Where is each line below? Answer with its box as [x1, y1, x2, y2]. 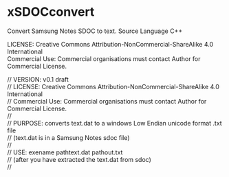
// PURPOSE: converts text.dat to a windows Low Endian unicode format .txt [7, 119, 222, 127]
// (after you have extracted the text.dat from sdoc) [7, 155, 151, 163]
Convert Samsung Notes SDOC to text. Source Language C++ [7, 27, 183, 35]
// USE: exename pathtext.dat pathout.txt [7, 148, 123, 156]
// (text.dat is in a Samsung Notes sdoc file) [7, 133, 130, 141]
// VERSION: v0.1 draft [7, 75, 69, 83]
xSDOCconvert [7, 4, 95, 20]
